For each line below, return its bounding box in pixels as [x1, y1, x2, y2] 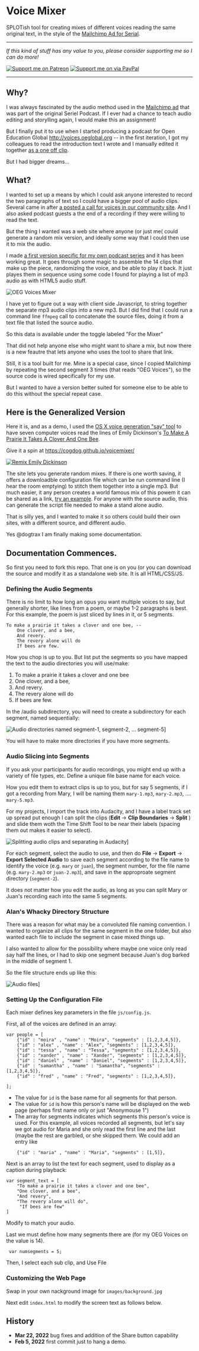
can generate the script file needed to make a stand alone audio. [6, 501, 164, 508]
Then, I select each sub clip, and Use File [6, 1259, 107, 1266]
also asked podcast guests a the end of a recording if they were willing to [6, 209, 185, 217]
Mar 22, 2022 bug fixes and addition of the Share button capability [14, 1332, 179, 1339]
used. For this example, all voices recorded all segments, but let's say [14, 1120, 185, 1127]
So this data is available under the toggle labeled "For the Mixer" [6, 330, 163, 338]
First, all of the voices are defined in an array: [6, 1021, 117, 1028]
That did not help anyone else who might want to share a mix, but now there [6, 342, 192, 349]
